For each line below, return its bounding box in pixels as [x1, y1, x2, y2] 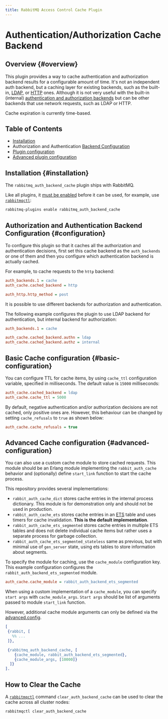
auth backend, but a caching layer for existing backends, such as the [5, 84, 148, 90]
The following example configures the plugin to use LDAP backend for [5, 311, 150, 317]
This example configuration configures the [5, 564, 94, 570]
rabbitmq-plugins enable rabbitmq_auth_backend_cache [5, 207, 121, 212]
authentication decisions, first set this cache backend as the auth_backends [5, 248, 160, 254]
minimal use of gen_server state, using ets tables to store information [12, 544, 155, 550]
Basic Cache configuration [5, 354, 91, 362]
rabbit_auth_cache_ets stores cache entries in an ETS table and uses [12, 511, 156, 518]
